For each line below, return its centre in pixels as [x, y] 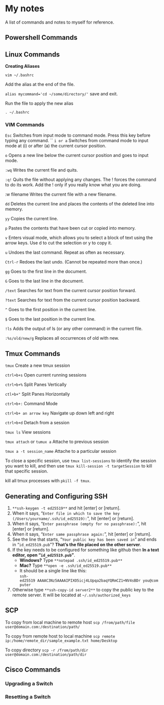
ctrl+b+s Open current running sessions [46, 375]
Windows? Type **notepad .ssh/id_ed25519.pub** [71, 560]
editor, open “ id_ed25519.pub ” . [43, 555]
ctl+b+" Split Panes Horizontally [38, 394]
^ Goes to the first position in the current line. [51, 310]
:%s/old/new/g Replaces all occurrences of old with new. [62, 338]
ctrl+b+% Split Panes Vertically [36, 384]
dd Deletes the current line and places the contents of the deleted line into [80, 204]
